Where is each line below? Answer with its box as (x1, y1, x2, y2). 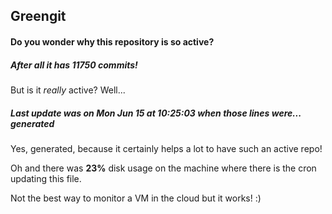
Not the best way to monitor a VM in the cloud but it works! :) (10, 192, 262, 204)
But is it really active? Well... (10, 84, 126, 96)
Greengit (10, 8, 67, 25)
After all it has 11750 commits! (10, 59, 138, 71)
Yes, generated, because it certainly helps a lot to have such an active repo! (10, 142, 323, 154)
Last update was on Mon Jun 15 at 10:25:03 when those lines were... (10, 107, 302, 119)
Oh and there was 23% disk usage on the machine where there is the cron (10, 162, 317, 174)
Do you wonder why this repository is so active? (10, 35, 215, 48)
